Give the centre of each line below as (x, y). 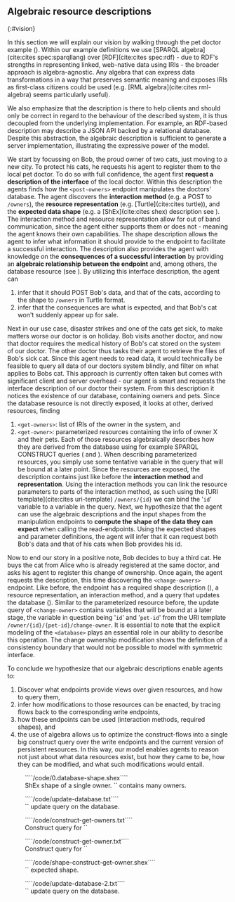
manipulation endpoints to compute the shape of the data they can (115, 521)
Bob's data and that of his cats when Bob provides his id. (100, 544)
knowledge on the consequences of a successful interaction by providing (116, 256)
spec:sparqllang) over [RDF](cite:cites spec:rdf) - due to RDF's (128, 57)
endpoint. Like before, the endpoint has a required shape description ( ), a (113, 587)
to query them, (39, 697)
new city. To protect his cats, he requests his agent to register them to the (114, 166)
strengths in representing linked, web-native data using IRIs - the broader (113, 64)
